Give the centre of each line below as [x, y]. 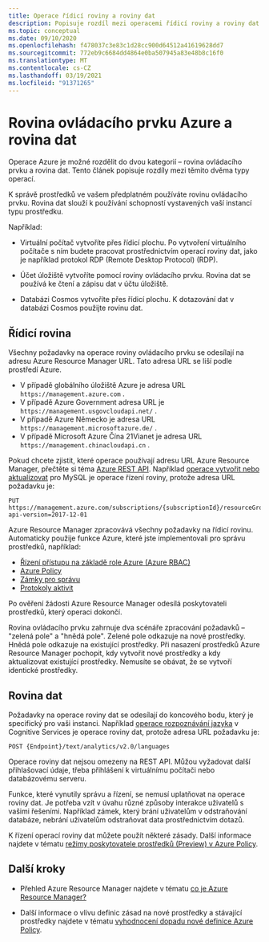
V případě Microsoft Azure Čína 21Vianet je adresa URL [111, 436]
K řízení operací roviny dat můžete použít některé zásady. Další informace [130, 835]
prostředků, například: [45, 547]
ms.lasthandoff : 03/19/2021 [55, 75]
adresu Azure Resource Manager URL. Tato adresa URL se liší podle [120, 361]
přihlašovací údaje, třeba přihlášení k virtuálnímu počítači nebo [112, 770]
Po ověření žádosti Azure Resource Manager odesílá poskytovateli [118, 604]
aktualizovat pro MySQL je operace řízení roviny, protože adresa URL [122, 478]
